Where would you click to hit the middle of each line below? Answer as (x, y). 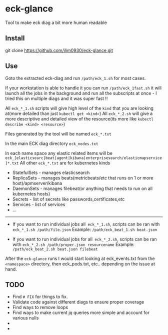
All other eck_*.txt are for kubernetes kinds (65, 162)
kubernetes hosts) (31, 193)
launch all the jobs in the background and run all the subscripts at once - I (81, 93)
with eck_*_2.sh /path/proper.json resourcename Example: (73, 244)
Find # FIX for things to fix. (40, 297)
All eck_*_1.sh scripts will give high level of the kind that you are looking (79, 108)
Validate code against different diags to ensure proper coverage (78, 302)
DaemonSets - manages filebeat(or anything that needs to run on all (82, 188)
